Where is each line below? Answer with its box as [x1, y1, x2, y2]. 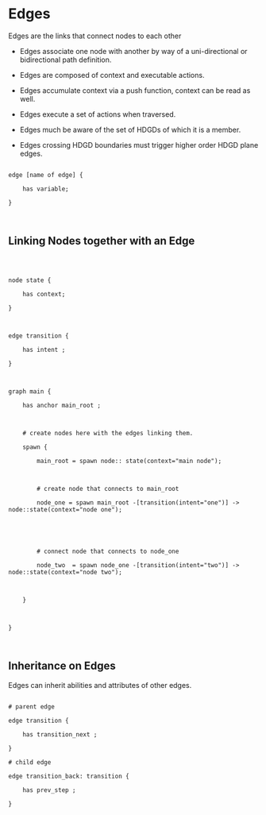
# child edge [8, 758, 52, 767]
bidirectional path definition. [19, 55, 112, 64]
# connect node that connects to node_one [37, 547, 179, 555]
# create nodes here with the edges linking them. [22, 429, 194, 437]
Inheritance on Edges [8, 659, 117, 673]
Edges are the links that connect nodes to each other [8, 31, 182, 41]
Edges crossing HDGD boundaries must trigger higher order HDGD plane [19, 140, 259, 149]
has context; [22, 290, 66, 298]
